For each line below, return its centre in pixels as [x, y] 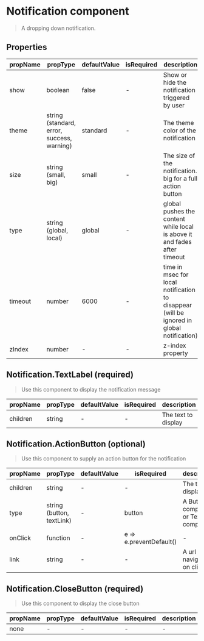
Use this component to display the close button [80, 603]
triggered [176, 98]
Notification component [68, 11]
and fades [178, 242]
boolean [58, 90]
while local [178, 226]
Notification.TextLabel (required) [70, 375]
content [174, 219]
